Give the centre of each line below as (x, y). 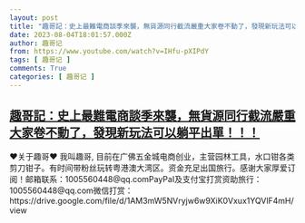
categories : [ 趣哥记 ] (52, 77)
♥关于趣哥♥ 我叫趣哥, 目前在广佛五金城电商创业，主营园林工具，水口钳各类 (152, 156)
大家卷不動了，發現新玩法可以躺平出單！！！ (135, 133)
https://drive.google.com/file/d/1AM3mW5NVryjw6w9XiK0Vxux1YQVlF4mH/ (152, 200)
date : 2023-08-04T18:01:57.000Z (70, 34)
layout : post (34, 18)
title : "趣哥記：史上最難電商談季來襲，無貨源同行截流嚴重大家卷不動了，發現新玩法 (148, 26)
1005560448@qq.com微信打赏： (71, 190)
